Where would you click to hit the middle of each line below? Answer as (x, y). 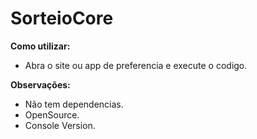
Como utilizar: (40, 46)
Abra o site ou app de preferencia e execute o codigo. (136, 65)
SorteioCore (62, 18)
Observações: (40, 84)
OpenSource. (52, 114)
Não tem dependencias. (74, 104)
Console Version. (60, 125)
